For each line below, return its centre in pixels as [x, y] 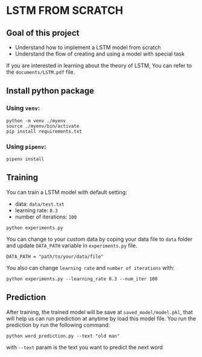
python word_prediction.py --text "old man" [63, 336]
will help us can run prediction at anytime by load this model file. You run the [101, 318]
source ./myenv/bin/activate [43, 126]
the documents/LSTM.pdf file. [41, 72]
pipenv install [25, 159]
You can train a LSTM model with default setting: [67, 192]
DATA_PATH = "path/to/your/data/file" [55, 257]
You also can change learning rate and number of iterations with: [90, 267]
